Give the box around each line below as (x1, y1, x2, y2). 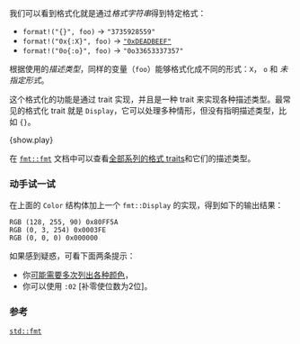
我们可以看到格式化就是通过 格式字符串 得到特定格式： (9, 8, 207, 18)
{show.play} (9, 134, 54, 145)
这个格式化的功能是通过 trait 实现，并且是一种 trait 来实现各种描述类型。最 (9, 94, 284, 104)
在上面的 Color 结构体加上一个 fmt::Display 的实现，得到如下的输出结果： (9, 200, 284, 211)
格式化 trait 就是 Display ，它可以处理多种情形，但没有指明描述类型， (24, 105, 279, 115)
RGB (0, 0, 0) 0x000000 (9, 233, 99, 243)
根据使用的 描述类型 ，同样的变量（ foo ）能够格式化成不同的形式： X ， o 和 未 (9, 64, 288, 74)
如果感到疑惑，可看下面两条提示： (9, 250, 136, 261)
